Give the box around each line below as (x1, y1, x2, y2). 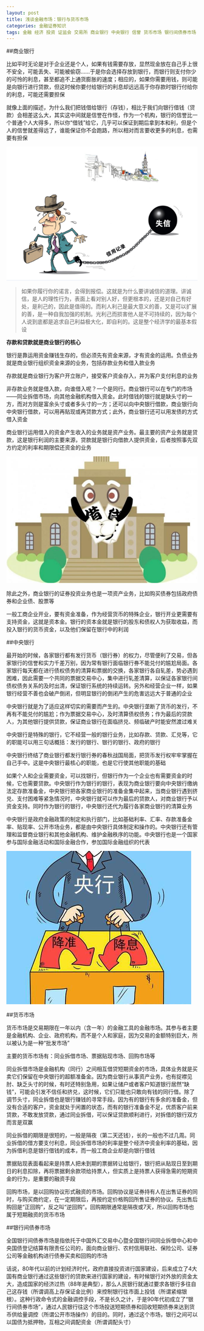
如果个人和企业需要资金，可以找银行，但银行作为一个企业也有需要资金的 (6, 772, 187, 780)
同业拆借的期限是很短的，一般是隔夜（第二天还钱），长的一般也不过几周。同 (6, 1132, 195, 1139)
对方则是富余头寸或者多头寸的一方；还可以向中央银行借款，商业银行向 (22, 400, 198, 407)
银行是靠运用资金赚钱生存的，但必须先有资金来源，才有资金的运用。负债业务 (6, 351, 198, 359)
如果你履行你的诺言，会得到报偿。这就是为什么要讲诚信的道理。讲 (21, 287, 186, 295)
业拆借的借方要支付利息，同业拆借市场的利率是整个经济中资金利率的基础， (6, 1139, 192, 1147)
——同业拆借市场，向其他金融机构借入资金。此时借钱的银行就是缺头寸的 (6, 392, 187, 400)
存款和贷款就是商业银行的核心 (6, 339, 81, 346)
